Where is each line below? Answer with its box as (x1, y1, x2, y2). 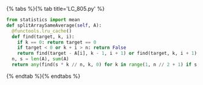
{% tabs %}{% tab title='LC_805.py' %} (6, 5, 105, 12)
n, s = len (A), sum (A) (12, 56, 69, 62)
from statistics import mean (6, 17, 80, 23)
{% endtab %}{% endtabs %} (6, 72, 81, 80)
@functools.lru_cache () (12, 28, 72, 34)
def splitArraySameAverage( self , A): (6, 22, 102, 28)
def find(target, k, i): (12, 33, 75, 40)
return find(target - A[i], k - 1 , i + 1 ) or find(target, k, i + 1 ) (17, 51, 198, 57)
